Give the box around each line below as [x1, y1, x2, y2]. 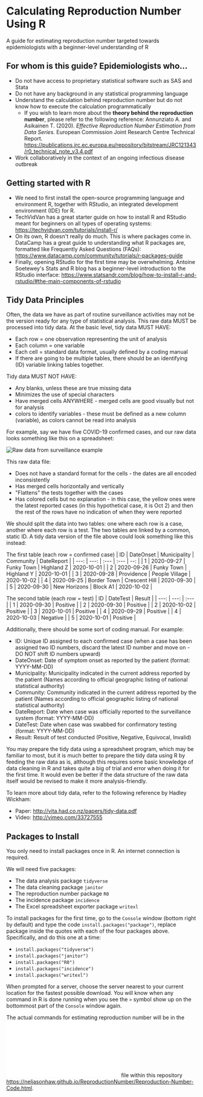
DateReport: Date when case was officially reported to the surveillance [14, 708, 192, 715]
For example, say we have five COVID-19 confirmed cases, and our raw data [6, 428, 196, 436]
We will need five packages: [6, 866, 77, 873]
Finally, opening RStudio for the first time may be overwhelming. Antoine [14, 258, 195, 265]
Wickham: [6, 796, 31, 803]
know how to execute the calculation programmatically [14, 103, 152, 110]
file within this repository [120, 1072, 183, 1079]
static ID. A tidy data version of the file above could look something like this [6, 533, 193, 540]
